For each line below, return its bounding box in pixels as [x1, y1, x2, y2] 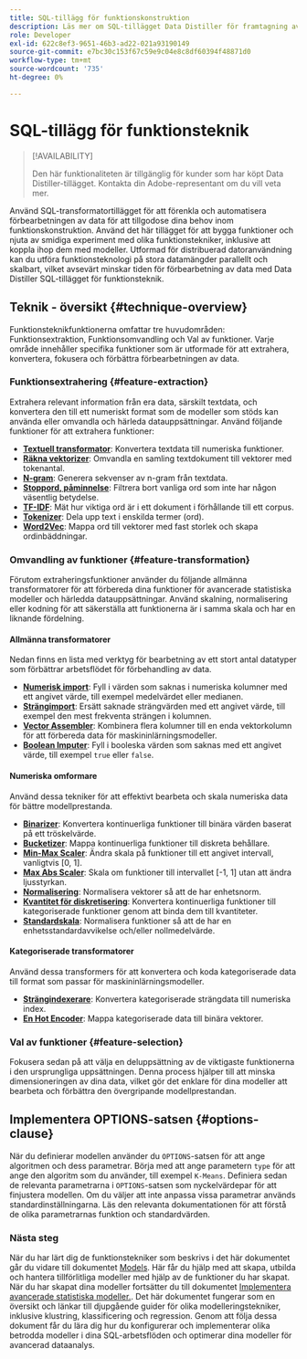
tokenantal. [22, 462, 66, 473]
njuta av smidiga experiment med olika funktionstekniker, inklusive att [9, 234, 271, 245]
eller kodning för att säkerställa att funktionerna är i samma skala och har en [9, 604, 296, 615]
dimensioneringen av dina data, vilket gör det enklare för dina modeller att [9, 1076, 288, 1087]
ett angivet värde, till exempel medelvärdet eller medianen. [22, 691, 244, 702]
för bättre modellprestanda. [9, 800, 112, 811]
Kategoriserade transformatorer [9, 946, 134, 957]
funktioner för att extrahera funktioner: [9, 426, 155, 437]
